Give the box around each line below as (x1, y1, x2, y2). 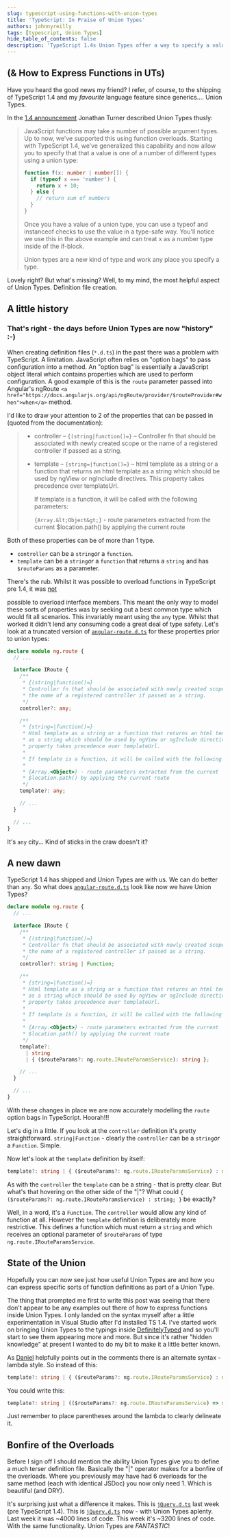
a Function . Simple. (7, 1141, 62, 1149)
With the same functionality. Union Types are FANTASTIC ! (7, 1522, 170, 1530)
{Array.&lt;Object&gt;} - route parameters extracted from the (34, 515, 211, 524)
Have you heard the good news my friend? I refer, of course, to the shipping (7, 85, 221, 93)
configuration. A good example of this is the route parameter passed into (7, 377, 213, 385)
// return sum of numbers (36, 195, 111, 202)
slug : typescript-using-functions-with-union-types (7, 10, 157, 17)
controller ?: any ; (19, 705, 72, 712)
